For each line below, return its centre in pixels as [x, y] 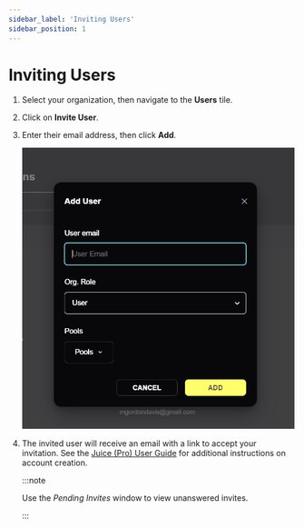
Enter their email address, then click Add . [99, 135]
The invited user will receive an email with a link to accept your [139, 443]
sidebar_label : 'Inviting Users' [72, 19]
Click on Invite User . [60, 117]
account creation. [54, 463]
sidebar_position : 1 [48, 29]
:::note [34, 481]
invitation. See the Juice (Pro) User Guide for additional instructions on [154, 453]
